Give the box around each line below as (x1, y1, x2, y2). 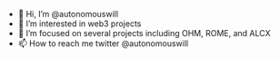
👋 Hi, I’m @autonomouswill (17, 9, 119, 19)
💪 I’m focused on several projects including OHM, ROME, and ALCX (17, 28, 271, 38)
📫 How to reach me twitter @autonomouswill (17, 38, 189, 49)
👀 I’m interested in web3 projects (17, 18, 142, 29)
